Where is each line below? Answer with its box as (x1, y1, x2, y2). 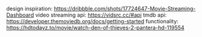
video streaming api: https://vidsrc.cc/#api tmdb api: (35, 11, 167, 18)
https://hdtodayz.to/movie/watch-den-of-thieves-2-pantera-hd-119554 (6, 24, 184, 31)
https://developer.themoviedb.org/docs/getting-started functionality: (6, 18, 179, 24)
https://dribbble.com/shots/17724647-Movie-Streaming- (54, 5, 196, 12)
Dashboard (6, 11, 35, 18)
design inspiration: (6, 5, 53, 12)
